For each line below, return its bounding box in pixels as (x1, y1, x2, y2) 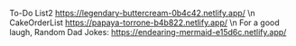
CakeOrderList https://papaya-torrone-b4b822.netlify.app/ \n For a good (9, 17, 280, 28)
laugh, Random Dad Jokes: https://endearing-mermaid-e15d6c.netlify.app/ (9, 27, 287, 37)
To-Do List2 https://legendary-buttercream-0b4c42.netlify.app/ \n (9, 8, 255, 18)
